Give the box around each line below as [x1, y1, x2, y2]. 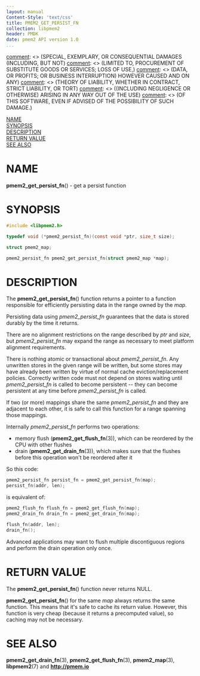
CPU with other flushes [14, 441, 72, 448]
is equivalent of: [6, 494, 46, 501]
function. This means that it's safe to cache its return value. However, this [6, 603, 187, 610]
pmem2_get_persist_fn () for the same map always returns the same [6, 597, 175, 604]
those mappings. [6, 412, 48, 419]
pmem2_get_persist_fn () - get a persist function [6, 182, 127, 189]
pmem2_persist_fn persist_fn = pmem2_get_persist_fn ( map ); [6, 477, 156, 483]
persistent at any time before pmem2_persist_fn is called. [6, 387, 147, 394]
